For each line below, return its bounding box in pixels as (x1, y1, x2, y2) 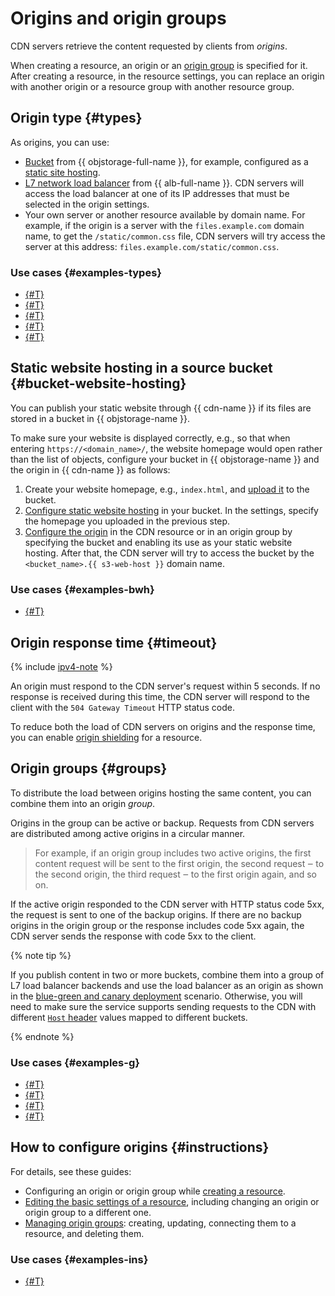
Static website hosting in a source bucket (10, 360, 273, 377)
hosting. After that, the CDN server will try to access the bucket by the (24, 547, 315, 559)
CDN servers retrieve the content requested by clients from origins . (10, 40, 288, 52)
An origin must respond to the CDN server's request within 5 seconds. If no (10, 680, 321, 692)
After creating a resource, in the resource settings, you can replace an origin (10, 70, 325, 82)
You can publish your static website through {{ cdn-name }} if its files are (10, 402, 312, 414)
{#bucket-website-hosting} (10, 375, 187, 392)
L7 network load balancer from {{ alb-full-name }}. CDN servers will (24, 177, 305, 189)
